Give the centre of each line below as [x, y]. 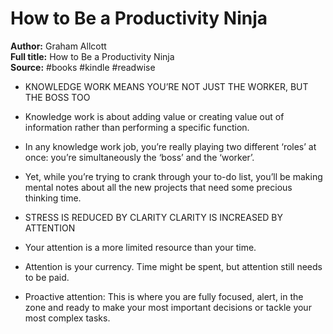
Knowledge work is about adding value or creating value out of [154, 116]
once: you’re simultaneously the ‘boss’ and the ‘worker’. [139, 157]
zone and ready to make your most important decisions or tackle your [168, 307]
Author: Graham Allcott [58, 46]
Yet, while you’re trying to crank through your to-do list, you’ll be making [173, 176]
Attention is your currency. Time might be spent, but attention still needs [173, 266]
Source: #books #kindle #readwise [83, 67]
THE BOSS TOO [57, 97]
